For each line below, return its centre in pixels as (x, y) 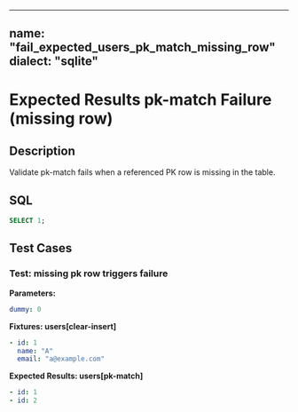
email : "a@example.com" (61, 359)
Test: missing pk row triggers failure (89, 273)
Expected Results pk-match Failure (141, 99)
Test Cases (41, 248)
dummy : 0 (25, 309)
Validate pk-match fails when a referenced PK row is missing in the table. (142, 172)
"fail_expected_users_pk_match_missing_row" (143, 48)
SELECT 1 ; (27, 221)
